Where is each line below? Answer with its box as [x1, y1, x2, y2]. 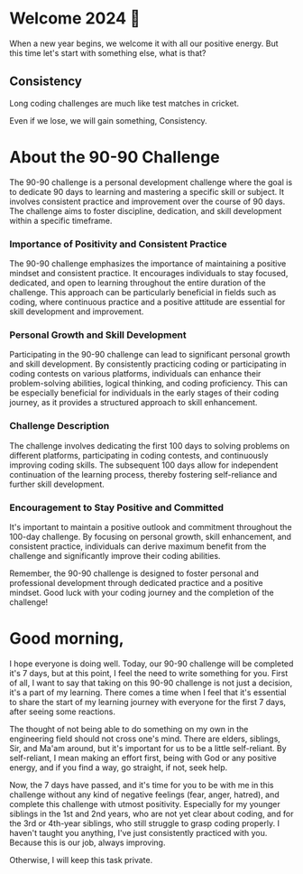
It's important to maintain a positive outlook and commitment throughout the [9, 521, 292, 532]
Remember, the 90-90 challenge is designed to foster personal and [9, 568, 260, 579]
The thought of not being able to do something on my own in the [9, 723, 249, 734]
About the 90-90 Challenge [9, 146, 221, 167]
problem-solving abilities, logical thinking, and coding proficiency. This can [9, 378, 289, 389]
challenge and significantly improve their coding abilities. [9, 550, 221, 561]
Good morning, [9, 628, 124, 649]
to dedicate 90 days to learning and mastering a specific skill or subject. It [9, 186, 285, 197]
